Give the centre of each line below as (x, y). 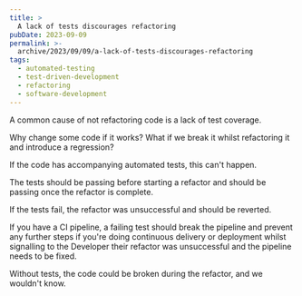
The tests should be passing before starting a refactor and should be (138, 182)
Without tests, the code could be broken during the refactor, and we (136, 273)
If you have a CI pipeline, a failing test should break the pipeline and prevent (151, 227)
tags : (19, 60)
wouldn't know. (38, 283)
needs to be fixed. (43, 256)
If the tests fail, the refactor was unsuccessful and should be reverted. (141, 209)
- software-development (62, 94)
